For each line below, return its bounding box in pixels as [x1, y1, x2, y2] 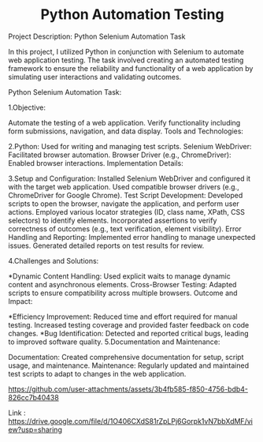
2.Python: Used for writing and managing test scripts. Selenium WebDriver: [8, 141, 252, 151]
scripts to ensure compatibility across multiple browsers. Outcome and [8, 288, 238, 298]
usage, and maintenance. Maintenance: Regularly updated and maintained [8, 361, 250, 370]
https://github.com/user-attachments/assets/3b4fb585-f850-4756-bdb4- [8, 384, 249, 394]
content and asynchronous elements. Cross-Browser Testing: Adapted [8, 279, 237, 289]
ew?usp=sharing [8, 425, 63, 434]
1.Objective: [8, 103, 46, 112]
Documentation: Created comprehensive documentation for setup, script [8, 352, 244, 361]
